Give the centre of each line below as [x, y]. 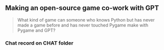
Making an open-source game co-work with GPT [82, 8]
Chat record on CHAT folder [39, 43]
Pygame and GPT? [36, 30]
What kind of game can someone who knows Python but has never [86, 20]
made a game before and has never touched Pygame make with [83, 25]
